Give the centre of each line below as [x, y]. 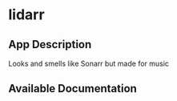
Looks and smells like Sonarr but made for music [89, 63]
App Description [50, 44]
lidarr [27, 15]
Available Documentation [73, 89]
